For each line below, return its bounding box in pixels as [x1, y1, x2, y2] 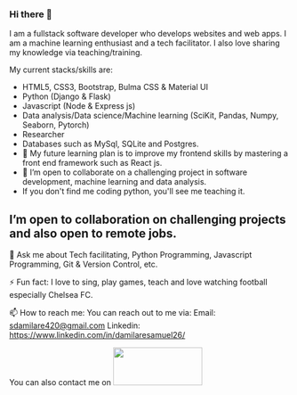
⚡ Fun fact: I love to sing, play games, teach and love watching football [9, 276, 269, 288]
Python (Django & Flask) [21, 91, 111, 102]
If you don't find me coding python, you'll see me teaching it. [21, 186, 245, 197]
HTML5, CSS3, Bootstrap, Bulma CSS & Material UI [21, 82, 209, 93]
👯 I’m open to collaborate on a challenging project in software [21, 167, 248, 177]
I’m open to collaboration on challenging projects [9, 211, 286, 226]
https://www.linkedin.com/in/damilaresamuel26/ [9, 330, 186, 341]
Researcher [21, 129, 65, 140]
